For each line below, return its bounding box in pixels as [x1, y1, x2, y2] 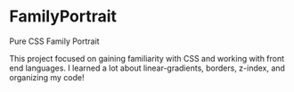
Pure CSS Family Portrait [9, 36, 100, 46]
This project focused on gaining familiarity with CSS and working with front [9, 53, 285, 63]
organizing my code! [9, 71, 85, 82]
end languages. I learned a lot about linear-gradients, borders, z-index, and [9, 63, 285, 73]
